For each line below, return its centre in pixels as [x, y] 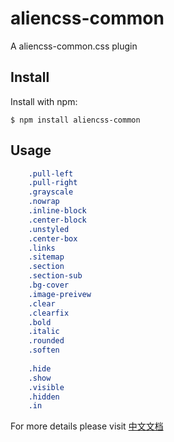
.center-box [53, 238]
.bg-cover [49, 285]
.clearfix [49, 313]
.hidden [44, 397]
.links [42, 248]
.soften [44, 350]
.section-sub [55, 276]
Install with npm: [44, 101]
